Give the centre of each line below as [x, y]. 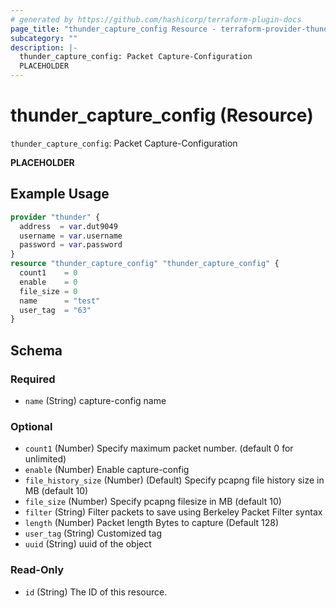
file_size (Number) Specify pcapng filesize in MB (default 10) [153, 502]
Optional [31, 426]
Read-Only [37, 570]
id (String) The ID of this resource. [96, 592]
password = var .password [71, 245]
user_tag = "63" [55, 310]
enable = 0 [48, 282]
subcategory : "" [44, 38]
